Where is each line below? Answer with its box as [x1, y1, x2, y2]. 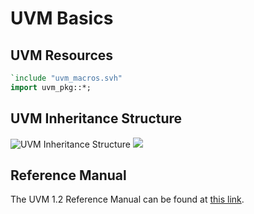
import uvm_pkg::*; [10, 82, 92, 92]
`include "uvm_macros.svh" [10, 73, 123, 83]
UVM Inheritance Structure [10, 110, 183, 127]
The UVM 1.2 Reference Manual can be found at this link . [10, 193, 245, 206]
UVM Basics [10, 7, 114, 30]
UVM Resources [10, 47, 114, 64]
